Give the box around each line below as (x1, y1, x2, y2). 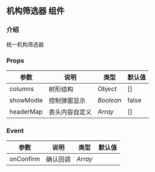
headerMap (9, 107, 43, 116)
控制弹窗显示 (48, 96, 86, 105)
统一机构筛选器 (6, 40, 44, 48)
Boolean (97, 96, 122, 104)
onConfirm (9, 155, 40, 163)
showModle (9, 96, 43, 104)
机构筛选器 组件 (6, 5, 65, 16)
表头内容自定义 (48, 107, 92, 116)
